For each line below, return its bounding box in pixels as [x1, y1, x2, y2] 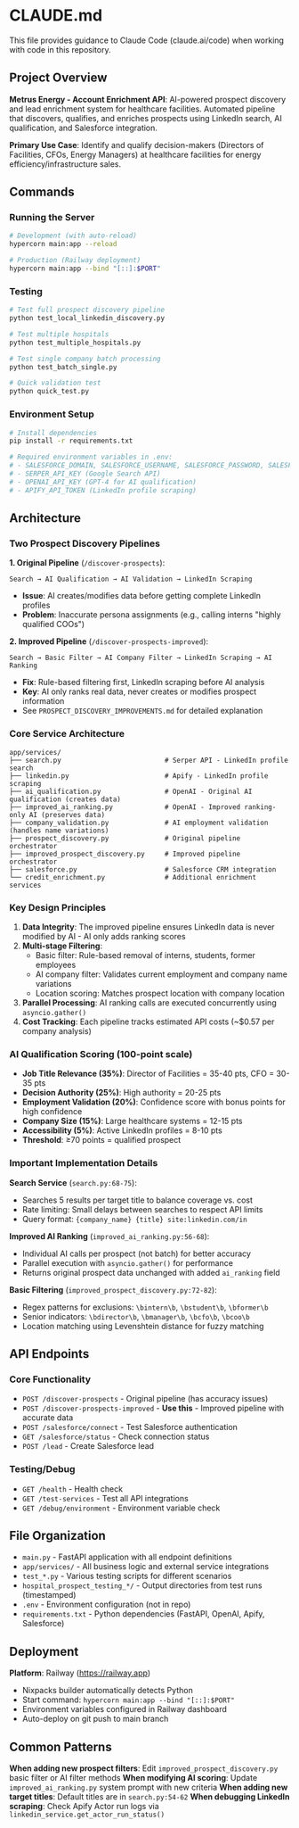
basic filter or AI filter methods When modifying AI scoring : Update [9, 1772, 258, 1783]
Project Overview [9, 70, 108, 86]
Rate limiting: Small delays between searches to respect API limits [21, 1204, 263, 1214]
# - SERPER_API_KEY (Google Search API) [9, 469, 162, 478]
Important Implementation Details [9, 1157, 158, 1170]
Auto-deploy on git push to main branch [21, 1714, 169, 1725]
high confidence [21, 1106, 83, 1117]
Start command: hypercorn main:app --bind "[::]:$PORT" [21, 1694, 235, 1705]
